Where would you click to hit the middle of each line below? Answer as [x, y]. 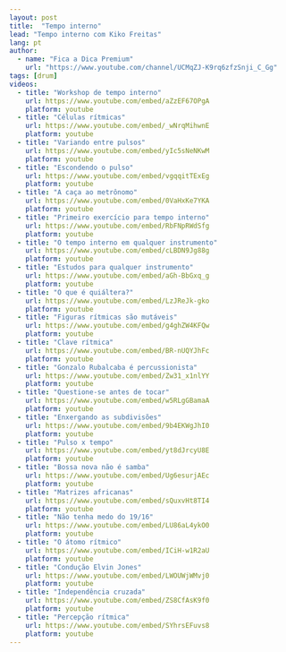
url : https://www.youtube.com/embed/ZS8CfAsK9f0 [118, 601]
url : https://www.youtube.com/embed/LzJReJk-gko [118, 301]
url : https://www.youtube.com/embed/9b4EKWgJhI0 [118, 425]
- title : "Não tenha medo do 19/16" [85, 517]
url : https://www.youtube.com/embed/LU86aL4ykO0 [118, 526]
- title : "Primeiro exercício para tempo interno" [114, 217]
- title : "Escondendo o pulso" [76, 167]
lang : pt [25, 43]
